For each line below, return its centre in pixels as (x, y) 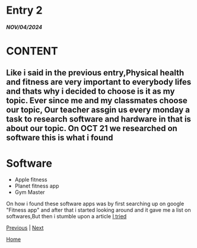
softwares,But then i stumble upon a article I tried (66, 217)
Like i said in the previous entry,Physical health (95, 73)
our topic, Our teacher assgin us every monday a (98, 110)
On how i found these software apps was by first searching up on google (95, 204)
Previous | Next (25, 228)
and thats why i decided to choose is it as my (90, 92)
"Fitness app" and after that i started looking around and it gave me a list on (99, 210)
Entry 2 (24, 10)
